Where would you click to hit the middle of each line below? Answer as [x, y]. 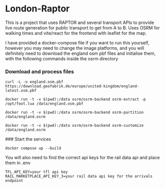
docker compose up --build [33, 148]
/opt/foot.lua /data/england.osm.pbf [44, 104]
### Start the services [28, 139]
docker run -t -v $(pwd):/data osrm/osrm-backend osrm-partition [74, 113]
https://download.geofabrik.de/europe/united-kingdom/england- [72, 86]
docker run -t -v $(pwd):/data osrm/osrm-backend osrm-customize [74, 126]
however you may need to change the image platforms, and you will [75, 48]
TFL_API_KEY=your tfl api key [37, 172]
